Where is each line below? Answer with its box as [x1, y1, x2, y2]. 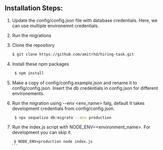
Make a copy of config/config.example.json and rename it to [12, 80, 137, 86]
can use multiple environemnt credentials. [12, 23, 99, 29]
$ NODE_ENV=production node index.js [14, 139, 93, 144]
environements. [12, 90, 45, 96]
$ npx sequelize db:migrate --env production [14, 115, 112, 120]
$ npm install [14, 70, 44, 76]
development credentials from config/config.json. [12, 105, 115, 111]
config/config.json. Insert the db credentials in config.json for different [12, 85, 158, 91]
